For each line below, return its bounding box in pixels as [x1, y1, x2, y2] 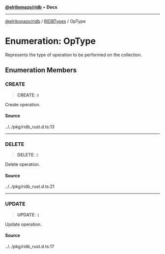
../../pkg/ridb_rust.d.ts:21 [5, 184, 55, 190]
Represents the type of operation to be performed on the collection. [5, 52, 142, 58]
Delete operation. [5, 161, 40, 167]
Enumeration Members [5, 66, 77, 74]
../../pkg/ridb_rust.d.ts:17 [5, 243, 55, 249]
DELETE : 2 [17, 152, 38, 158]
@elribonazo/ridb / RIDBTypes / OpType [5, 18, 86, 24]
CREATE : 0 [17, 92, 39, 98]
